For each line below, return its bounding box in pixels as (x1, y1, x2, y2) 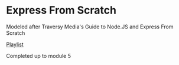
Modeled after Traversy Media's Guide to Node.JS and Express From (6, 23, 174, 30)
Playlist (6, 41, 24, 48)
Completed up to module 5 (6, 52, 71, 59)
